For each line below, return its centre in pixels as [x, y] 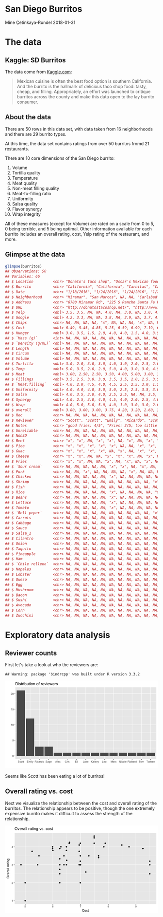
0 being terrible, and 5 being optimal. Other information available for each [78, 229]
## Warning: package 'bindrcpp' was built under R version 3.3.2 [72, 674]
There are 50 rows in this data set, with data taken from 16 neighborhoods [79, 129]
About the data [28, 117]
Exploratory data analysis [58, 635]
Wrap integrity [26, 214]
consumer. [27, 102]
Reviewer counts [31, 653]
